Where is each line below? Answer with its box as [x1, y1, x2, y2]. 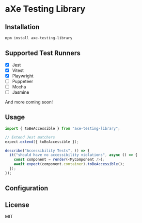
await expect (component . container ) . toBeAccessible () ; [14, 162, 125, 167]
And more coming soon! [5, 99, 53, 105]
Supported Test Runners [5, 49, 81, 57]
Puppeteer [12, 78, 33, 84]
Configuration [5, 184, 48, 192]
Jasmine [12, 89, 30, 95]
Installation [5, 23, 40, 31]
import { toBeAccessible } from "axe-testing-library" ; [5, 126, 120, 131]
